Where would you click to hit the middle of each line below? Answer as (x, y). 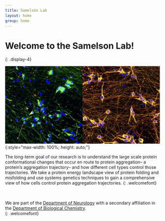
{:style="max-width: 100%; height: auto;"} (48, 147)
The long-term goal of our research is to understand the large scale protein (81, 157)
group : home (17, 21)
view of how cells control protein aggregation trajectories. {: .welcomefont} (81, 183)
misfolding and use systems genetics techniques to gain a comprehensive (80, 178)
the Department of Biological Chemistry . (46, 208)
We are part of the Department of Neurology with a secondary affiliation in (80, 203)
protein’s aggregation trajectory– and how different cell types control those (81, 167)
